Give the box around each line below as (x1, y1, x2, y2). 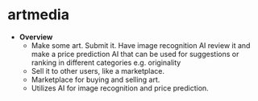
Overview (19, 32, 53, 42)
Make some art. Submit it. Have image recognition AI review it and (31, 40, 251, 50)
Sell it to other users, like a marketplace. (31, 66, 165, 75)
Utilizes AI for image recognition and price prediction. (31, 83, 209, 93)
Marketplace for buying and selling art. (31, 75, 160, 84)
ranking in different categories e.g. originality (31, 58, 181, 67)
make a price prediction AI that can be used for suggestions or (31, 49, 239, 59)
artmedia (7, 6, 70, 24)
